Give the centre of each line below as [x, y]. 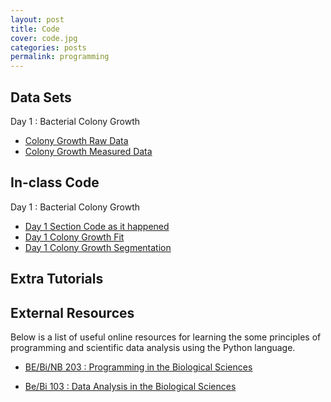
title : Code [35, 29]
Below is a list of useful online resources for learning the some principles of [166, 337]
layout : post [37, 19]
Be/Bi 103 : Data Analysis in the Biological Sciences [130, 386]
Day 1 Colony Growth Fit [74, 237]
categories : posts [48, 47]
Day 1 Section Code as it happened [97, 226]
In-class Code [55, 182]
